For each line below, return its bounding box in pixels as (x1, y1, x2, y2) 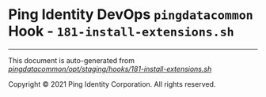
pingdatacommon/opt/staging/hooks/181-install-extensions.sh (8, 64, 212, 73)
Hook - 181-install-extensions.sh (8, 22, 235, 40)
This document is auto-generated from (8, 55, 135, 65)
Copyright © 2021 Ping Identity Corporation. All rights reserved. (8, 79, 216, 88)
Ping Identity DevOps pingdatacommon (8, 6, 253, 24)
